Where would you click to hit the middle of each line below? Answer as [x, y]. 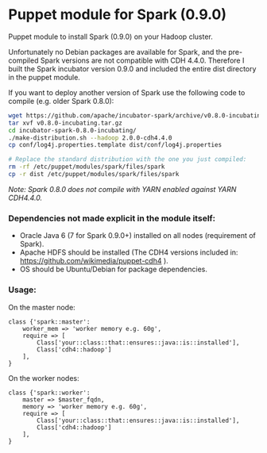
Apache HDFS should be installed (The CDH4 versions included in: [129, 252]
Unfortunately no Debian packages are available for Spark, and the [118, 52]
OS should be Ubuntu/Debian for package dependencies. [114, 269]
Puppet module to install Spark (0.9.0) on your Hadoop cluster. [110, 36]
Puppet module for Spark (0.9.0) [118, 15]
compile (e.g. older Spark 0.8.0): [61, 101]
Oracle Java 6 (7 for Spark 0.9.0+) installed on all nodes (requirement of [138, 236]
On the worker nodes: [44, 378]
